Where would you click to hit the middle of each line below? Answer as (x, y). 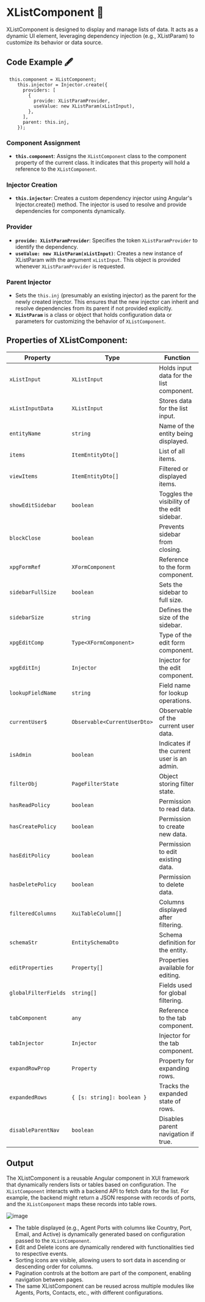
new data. (173, 834)
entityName (25, 433)
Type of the (175, 635)
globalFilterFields (38, 993)
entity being (176, 433)
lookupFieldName (33, 693)
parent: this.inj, (46, 122)
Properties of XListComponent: (67, 340)
